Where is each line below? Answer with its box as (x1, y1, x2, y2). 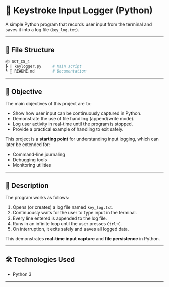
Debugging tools (12, 157, 47, 163)
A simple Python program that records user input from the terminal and (5, 21, 152, 27)
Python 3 (12, 271, 32, 277)
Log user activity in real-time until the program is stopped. (12, 121, 133, 127)
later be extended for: (5, 141, 50, 148)
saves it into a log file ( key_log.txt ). (5, 26, 79, 32)
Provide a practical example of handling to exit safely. (12, 126, 124, 132)
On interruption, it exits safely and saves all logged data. (12, 226, 129, 232)
